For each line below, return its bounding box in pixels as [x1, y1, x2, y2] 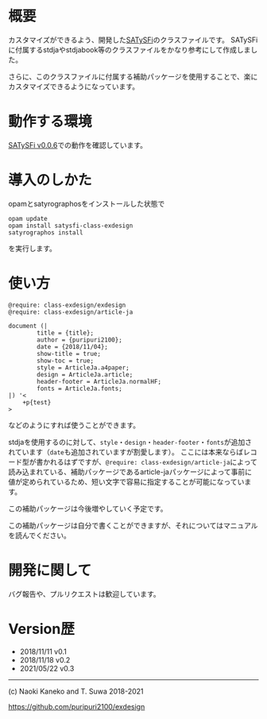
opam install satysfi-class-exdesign [8, 222, 133, 230]
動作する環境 [8, 113, 93, 131]
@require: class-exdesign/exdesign [8, 301, 126, 309]
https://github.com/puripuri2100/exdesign [8, 702, 145, 711]
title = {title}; [37, 329, 94, 337]
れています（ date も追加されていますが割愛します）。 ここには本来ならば [8, 446, 244, 457]
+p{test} [22, 398, 52, 406]
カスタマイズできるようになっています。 [8, 81, 140, 91]
